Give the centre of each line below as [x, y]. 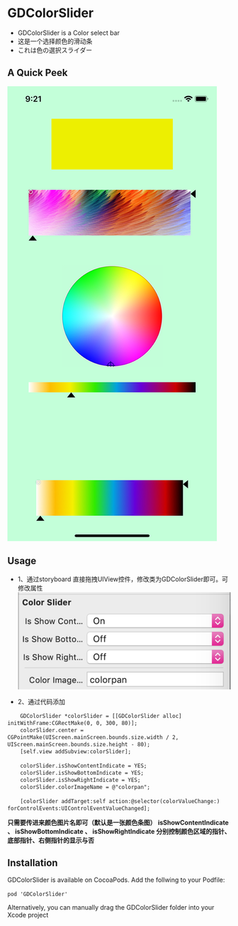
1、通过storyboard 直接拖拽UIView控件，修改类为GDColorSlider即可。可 [123, 579]
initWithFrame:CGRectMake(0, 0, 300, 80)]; [73, 723]
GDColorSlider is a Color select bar [69, 33]
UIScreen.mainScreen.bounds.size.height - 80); [79, 744]
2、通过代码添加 [41, 701]
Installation [33, 862]
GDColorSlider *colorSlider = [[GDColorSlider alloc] [101, 716]
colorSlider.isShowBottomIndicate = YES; [82, 772]
